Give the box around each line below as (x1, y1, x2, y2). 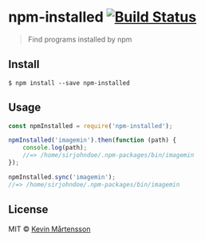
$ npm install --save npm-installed (8, 78, 130, 87)
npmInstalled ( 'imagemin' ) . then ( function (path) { (8, 136, 177, 144)
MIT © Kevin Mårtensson (8, 224, 91, 234)
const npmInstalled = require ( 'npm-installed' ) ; (8, 122, 173, 130)
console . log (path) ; (22, 144, 88, 152)
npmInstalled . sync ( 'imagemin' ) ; (8, 173, 116, 181)
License (8, 203, 49, 216)
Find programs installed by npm (27, 34, 132, 44)
